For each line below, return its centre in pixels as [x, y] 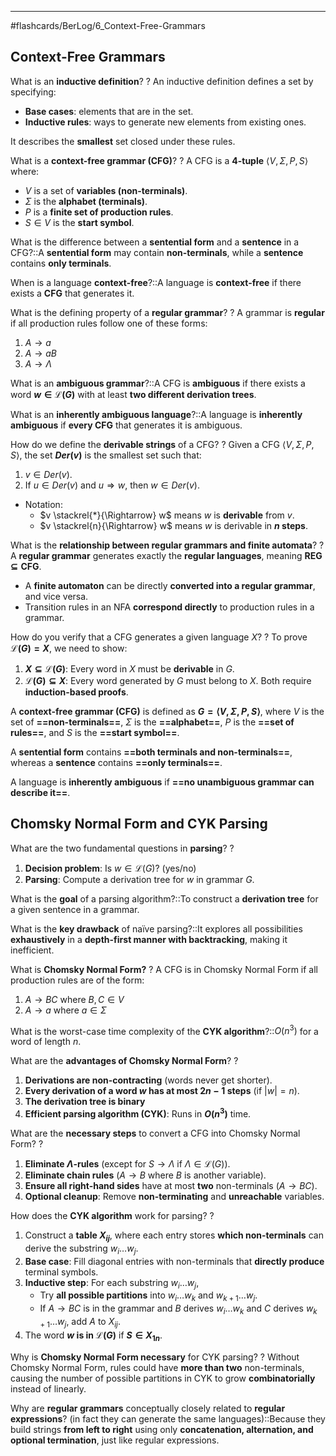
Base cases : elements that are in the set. [109, 111]
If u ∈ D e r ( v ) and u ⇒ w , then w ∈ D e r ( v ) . [112, 485]
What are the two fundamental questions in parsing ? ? [122, 848]
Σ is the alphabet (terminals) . [86, 201]
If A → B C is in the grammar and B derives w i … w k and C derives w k [178, 1309]
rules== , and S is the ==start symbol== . [95, 732]
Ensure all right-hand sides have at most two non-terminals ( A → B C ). [171, 1185]
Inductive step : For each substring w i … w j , [112, 1283]
